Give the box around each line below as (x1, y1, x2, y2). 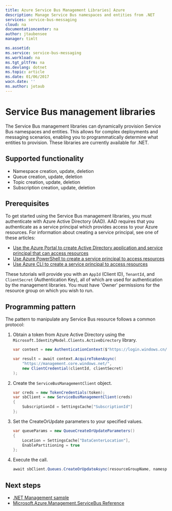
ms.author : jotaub (5, 84, 45, 89)
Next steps (5, 481, 41, 489)
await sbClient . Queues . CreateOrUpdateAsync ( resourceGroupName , (12, 467, 151, 472)
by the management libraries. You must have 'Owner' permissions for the (5, 282, 160, 288)
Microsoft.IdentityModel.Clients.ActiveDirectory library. (12, 337, 137, 343)
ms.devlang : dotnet (5, 65, 47, 70)
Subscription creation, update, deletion (12, 184, 95, 190)
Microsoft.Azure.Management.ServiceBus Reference (12, 500, 125, 506)
